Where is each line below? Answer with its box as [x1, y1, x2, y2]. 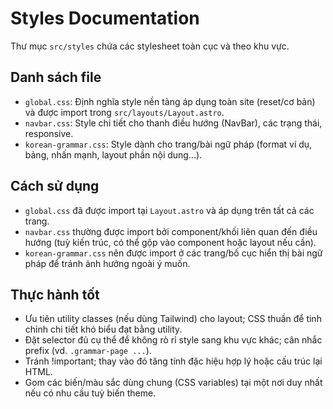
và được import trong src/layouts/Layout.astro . [24, 106, 225, 118]
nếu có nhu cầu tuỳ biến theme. [24, 387, 157, 399]
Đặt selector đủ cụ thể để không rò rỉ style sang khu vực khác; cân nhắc [24, 334, 323, 346]
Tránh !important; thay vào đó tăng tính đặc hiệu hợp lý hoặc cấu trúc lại [24, 355, 323, 367]
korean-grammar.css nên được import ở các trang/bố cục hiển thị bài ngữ [24, 247, 323, 259]
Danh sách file [10, 69, 102, 86]
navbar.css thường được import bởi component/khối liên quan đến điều [24, 225, 318, 237]
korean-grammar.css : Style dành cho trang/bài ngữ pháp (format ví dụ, [24, 138, 313, 150]
